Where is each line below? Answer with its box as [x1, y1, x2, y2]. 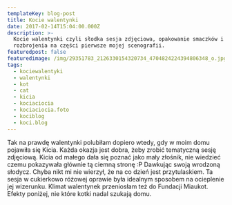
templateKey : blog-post [7, 10, 76, 17]
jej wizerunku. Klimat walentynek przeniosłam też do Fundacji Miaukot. [7, 182, 209, 191]
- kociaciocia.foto [13, 106, 70, 113]
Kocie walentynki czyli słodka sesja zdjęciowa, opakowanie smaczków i [13, 36, 224, 43]
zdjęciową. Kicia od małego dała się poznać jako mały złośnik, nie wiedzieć [7, 153, 221, 161]
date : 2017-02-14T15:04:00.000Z [7, 23, 100, 30]
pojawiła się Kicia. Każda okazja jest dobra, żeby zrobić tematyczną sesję [7, 146, 216, 154]
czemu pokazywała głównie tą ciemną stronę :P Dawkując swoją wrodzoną [7, 160, 221, 168]
